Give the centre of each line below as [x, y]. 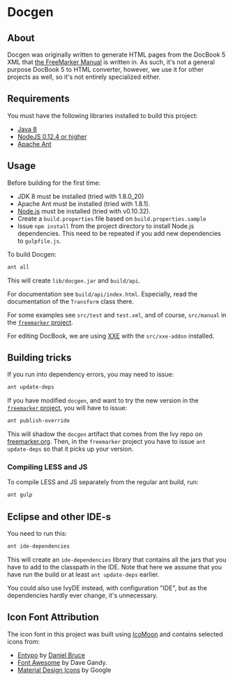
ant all [18, 267]
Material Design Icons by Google [64, 670]
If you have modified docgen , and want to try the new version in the [103, 401]
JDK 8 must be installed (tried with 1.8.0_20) [81, 196]
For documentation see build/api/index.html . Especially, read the [102, 294]
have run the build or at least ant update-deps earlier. [83, 574]
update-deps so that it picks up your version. [70, 449]
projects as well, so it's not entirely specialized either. [84, 77]
